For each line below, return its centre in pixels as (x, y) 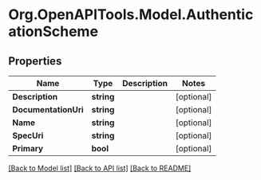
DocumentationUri (48, 110)
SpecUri (28, 135)
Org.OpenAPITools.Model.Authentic (131, 15)
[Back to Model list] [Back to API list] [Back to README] (100, 168)
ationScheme (53, 31)
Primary (28, 149)
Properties (35, 61)
